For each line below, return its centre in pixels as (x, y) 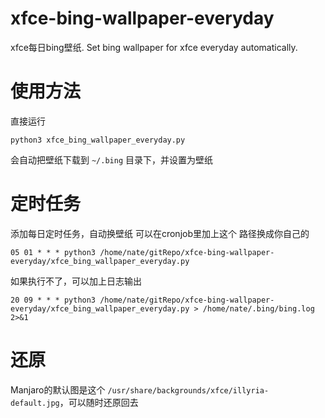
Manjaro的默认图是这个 (58, 389)
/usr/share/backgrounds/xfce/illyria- (188, 390)
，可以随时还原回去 (99, 402)
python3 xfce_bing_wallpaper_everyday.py (98, 140)
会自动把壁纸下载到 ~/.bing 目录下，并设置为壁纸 (111, 159)
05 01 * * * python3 (53, 252)
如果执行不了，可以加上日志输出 (76, 281)
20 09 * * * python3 (53, 300)
